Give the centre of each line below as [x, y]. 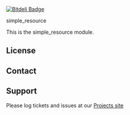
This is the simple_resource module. [50, 32]
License [21, 51]
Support [22, 91]
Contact [21, 71]
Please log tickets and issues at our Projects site [65, 105]
